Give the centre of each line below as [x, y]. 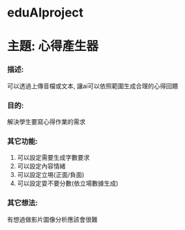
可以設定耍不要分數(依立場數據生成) [68, 183]
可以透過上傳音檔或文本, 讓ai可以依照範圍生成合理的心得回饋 [93, 86]
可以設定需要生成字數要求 [53, 158]
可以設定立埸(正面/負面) [51, 175]
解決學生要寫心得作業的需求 [46, 121]
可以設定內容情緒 [41, 166]
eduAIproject [45, 13]
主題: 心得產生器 [53, 46]
